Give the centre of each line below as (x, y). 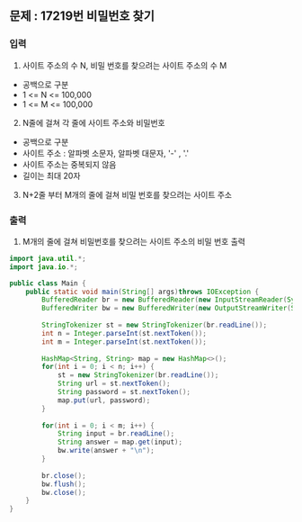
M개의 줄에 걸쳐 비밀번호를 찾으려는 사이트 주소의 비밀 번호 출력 (133, 241)
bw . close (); (64, 492)
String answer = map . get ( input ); (120, 442)
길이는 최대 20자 (51, 175)
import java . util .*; (48, 258)
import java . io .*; (44, 267)
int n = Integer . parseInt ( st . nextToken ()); (124, 333)
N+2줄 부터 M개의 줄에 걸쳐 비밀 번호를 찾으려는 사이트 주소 (127, 194)
